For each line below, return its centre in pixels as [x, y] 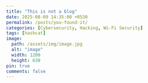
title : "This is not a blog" [42, 11]
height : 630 [26, 60]
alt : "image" [27, 50]
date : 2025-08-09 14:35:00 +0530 [47, 17]
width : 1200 [26, 55]
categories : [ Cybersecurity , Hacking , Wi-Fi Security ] [75, 28]
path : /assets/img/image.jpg [47, 44]
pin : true [18, 66]
